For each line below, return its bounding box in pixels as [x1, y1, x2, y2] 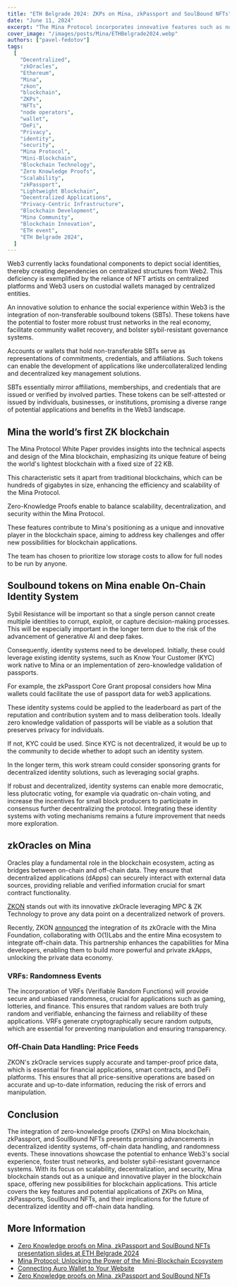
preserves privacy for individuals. [7, 725, 104, 734]
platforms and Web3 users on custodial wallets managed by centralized [7, 282, 215, 290]
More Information [7, 1223, 86, 1235]
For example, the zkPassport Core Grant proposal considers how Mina [7, 682, 212, 690]
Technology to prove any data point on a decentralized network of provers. [7, 909, 226, 918]
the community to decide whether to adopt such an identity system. [7, 746, 205, 755]
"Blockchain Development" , [20, 208, 99, 215]
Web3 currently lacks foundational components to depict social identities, [7, 259, 221, 268]
